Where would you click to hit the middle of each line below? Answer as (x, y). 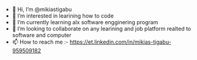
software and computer (42, 35)
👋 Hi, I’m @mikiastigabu (42, 9)
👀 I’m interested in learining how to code (63, 16)
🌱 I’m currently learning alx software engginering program (85, 22)
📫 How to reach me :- (40, 42)
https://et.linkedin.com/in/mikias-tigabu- (120, 42)
